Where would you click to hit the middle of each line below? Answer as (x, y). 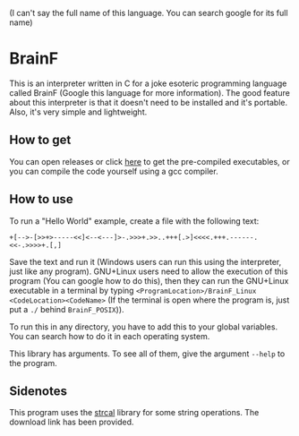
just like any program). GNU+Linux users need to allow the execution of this (149, 271)
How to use (41, 199)
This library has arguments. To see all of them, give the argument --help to (147, 354)
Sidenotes (38, 391)
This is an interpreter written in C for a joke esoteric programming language (148, 83)
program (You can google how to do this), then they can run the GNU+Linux (149, 280)
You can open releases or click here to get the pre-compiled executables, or (149, 161)
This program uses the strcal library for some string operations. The (134, 413)
